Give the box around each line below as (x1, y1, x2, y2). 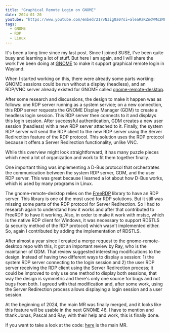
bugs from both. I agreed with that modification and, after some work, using (5, 281, 163, 287)
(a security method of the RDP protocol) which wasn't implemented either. (5, 223, 160, 229)
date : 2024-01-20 (5, 12, 42, 17)
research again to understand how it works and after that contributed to (5, 206, 154, 212)
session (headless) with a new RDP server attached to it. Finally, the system (5, 123, 163, 129)
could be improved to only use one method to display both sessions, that (5, 270, 157, 276)
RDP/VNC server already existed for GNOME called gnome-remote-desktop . (5, 86, 164, 92)
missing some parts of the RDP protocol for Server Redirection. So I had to (5, 201, 160, 207)
